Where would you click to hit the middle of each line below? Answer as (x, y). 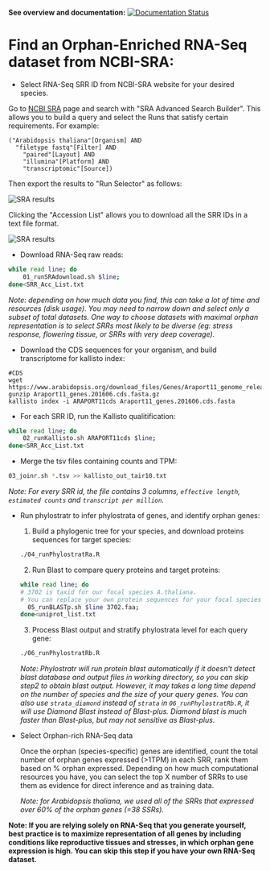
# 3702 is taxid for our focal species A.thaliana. (108, 592)
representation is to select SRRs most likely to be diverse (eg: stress (121, 326)
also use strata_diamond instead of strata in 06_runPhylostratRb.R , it (135, 703)
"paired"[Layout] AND (59, 154)
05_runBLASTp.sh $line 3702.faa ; (84, 607)
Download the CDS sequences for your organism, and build (118, 350)
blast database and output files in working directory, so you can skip (134, 678)
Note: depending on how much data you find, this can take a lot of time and (134, 300)
